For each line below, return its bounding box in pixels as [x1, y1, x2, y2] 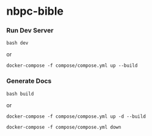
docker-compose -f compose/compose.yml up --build [6, 62, 138, 69]
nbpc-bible [6, 4, 64, 18]
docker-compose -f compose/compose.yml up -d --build [6, 113, 147, 119]
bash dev [6, 40, 29, 47]
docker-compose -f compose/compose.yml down [6, 124, 121, 130]
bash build [6, 91, 34, 97]
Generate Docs [6, 77, 52, 85]
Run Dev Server [6, 26, 54, 35]
